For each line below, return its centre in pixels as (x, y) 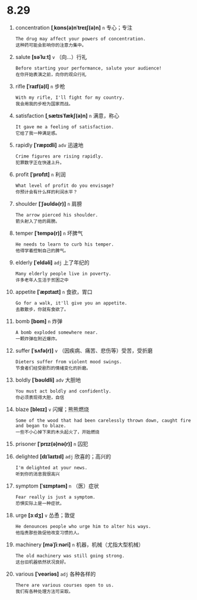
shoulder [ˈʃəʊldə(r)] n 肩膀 (49, 203)
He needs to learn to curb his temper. (65, 244)
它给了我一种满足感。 (37, 133)
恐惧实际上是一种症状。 (40, 503)
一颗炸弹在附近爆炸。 (37, 339)
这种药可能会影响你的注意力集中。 (51, 45)
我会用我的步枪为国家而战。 (44, 104)
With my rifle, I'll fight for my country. (70, 98)
